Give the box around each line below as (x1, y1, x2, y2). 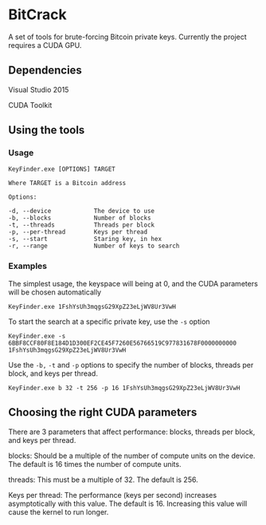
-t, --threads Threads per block (8, 221, 155, 229)
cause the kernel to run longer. (8, 507, 109, 516)
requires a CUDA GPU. (8, 40, 82, 49)
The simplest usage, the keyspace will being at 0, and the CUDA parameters (8, 278, 259, 288)
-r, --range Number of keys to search (8, 242, 180, 251)
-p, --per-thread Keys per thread (8, 228, 148, 236)
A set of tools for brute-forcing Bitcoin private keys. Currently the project (8, 32, 247, 41)
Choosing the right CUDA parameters (8, 405, 198, 420)
